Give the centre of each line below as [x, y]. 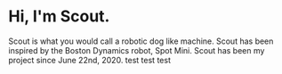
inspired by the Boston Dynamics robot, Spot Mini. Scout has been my [137, 50]
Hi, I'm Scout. [59, 16]
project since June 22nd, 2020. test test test [89, 60]
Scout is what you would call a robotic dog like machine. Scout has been [141, 41]
